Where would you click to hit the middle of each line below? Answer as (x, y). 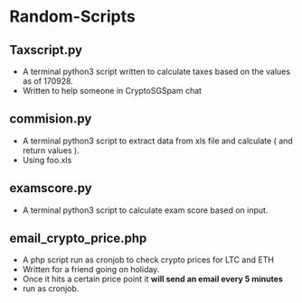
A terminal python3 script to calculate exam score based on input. (145, 210)
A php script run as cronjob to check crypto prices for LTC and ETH (148, 260)
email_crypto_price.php (78, 239)
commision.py (51, 119)
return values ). (51, 150)
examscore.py (51, 188)
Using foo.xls (47, 160)
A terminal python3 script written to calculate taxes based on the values (156, 71)
